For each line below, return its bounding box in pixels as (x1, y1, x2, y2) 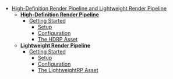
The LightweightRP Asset (37, 67, 98, 73)
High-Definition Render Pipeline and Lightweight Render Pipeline (11, 5, 167, 12)
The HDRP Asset (37, 36, 78, 42)
